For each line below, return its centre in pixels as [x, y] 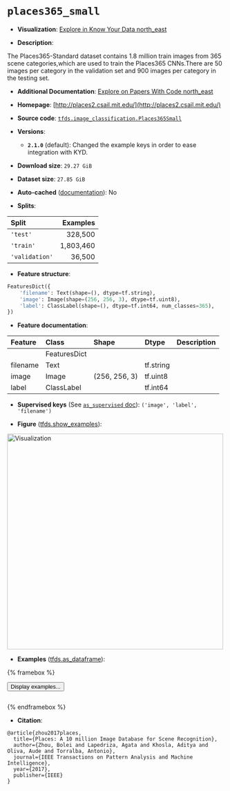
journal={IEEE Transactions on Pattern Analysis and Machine [103, 757]
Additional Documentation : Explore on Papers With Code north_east [115, 91]
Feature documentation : [52, 325]
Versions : [31, 131]
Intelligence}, [29, 763]
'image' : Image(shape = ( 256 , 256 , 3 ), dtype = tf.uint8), [100, 299]
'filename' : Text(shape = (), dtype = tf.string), [88, 293]
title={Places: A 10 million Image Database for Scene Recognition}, [115, 739]
